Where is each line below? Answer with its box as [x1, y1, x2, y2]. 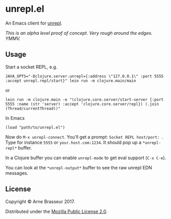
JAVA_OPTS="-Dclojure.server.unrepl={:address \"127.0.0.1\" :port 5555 [5, 74, 164, 79]
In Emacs [5, 115, 25, 121]
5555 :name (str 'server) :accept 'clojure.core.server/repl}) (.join [5, 101, 159, 106]
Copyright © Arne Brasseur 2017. [5, 198, 75, 205]
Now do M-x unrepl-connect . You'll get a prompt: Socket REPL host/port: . [5, 134, 164, 140]
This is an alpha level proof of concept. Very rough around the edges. [5, 30, 153, 36]
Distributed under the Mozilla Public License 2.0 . [5, 208, 108, 214]
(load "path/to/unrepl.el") [5, 125, 66, 130]
